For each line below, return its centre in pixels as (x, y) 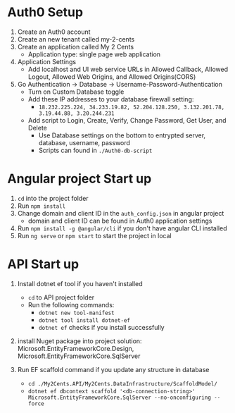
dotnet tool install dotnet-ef (84, 320)
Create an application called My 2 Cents (76, 47)
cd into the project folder (53, 198)
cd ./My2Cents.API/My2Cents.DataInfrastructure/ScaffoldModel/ (123, 384)
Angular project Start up (80, 179)
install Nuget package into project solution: (80, 341)
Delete (38, 128)
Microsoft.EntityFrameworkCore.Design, (76, 348)
